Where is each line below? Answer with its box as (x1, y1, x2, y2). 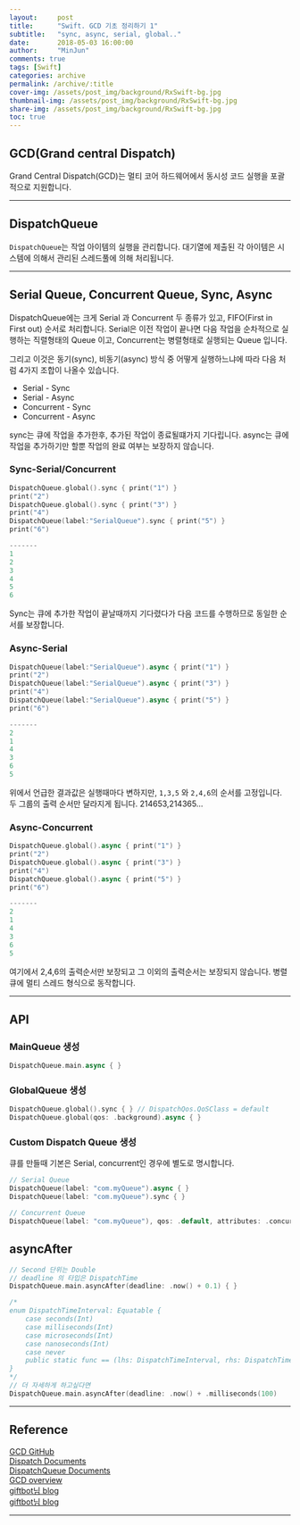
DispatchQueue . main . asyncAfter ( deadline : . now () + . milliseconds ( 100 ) (9, 1389, 278, 1398)
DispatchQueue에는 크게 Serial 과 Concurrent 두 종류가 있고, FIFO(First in (9, 312, 273, 322)
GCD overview (9, 1474, 62, 1485)
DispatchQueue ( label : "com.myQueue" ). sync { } (9, 1193, 186, 1202)
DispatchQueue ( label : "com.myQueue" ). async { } (9, 1184, 190, 1193)
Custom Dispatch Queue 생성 (9, 1136, 137, 1148)
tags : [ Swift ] (9, 63, 62, 72)
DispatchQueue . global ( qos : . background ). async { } (9, 1113, 202, 1122)
